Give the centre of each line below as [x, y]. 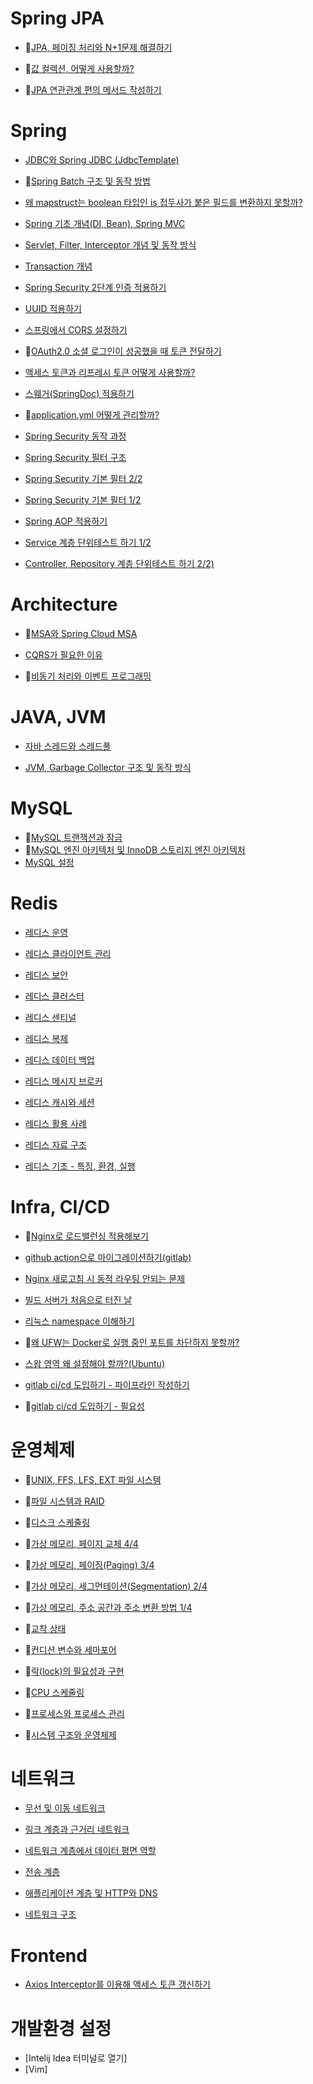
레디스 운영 [46, 932]
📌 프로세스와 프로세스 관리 [74, 1713]
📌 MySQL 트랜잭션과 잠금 [73, 837]
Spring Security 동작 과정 [75, 436]
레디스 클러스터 [54, 996]
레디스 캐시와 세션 [59, 1102]
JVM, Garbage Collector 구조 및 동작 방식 [108, 767]
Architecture [64, 604]
